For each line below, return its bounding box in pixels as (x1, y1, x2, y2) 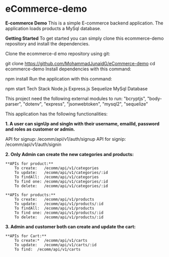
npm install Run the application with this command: (5, 75, 112, 82)
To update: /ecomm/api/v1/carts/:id (14, 242, 97, 247)
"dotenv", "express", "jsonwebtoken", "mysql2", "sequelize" (23, 100, 149, 107)
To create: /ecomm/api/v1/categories (14, 165, 99, 171)
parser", (5, 100, 22, 107)
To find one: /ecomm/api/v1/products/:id (14, 210, 103, 215)
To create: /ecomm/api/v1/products (14, 197, 95, 202)
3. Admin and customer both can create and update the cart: (5, 223, 136, 229)
